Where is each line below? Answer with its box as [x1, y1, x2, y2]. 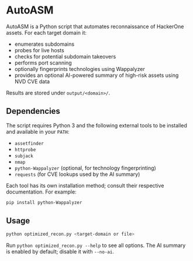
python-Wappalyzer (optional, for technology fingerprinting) [14, 164, 156, 171]
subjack [14, 153, 33, 159]
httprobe [14, 147, 36, 152]
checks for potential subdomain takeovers [14, 53, 116, 60]
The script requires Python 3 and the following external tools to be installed [6, 121, 187, 129]
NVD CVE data [14, 77, 50, 85]
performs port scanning [14, 59, 72, 66]
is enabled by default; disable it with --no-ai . [6, 248, 114, 255]
